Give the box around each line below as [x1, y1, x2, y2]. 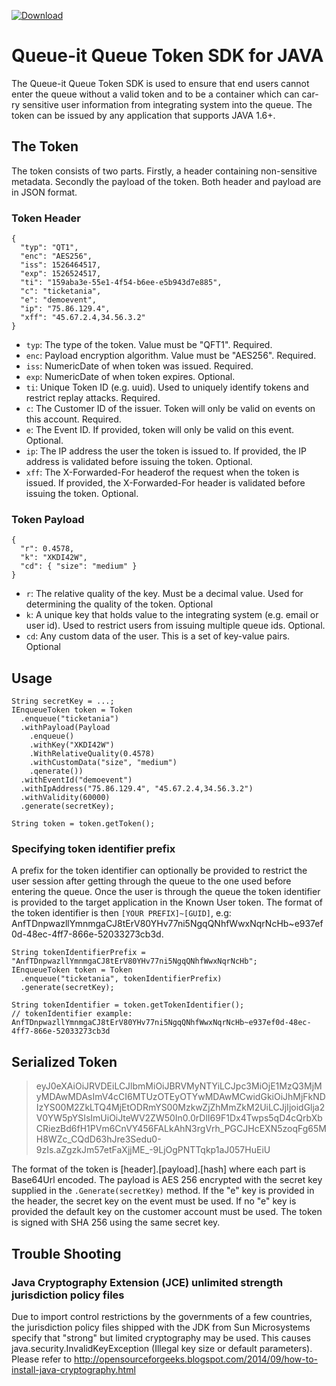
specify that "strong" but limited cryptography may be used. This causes [11, 1331, 311, 1344]
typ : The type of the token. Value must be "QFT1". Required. [25, 339, 273, 351]
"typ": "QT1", [20, 243, 79, 253]
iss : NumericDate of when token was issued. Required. [25, 360, 254, 372]
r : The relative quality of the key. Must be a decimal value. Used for [25, 588, 304, 600]
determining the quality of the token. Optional [25, 598, 214, 610]
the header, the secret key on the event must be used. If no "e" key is [11, 1195, 297, 1207]
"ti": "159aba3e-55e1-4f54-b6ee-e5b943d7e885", [20, 278, 223, 288]
